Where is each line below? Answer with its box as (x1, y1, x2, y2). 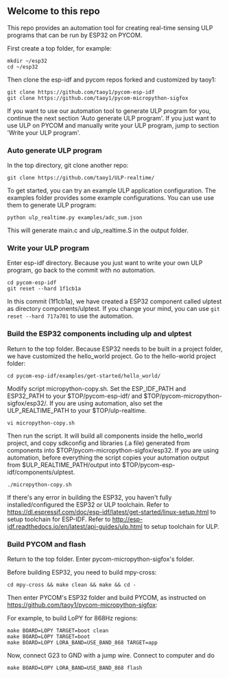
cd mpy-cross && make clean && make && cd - (7, 581, 136, 588)
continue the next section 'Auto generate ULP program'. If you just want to (7, 114, 217, 122)
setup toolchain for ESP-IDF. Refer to (7, 515, 111, 523)
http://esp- (112, 515, 143, 523)
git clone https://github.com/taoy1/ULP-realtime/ (7, 175, 155, 181)
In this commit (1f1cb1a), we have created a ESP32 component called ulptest (7, 297, 222, 305)
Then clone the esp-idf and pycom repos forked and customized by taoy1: (7, 75, 217, 84)
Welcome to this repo (7, 5, 101, 17)
